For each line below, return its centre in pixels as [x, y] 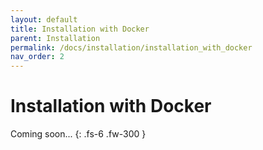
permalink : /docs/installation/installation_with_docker [131, 47]
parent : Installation [55, 38]
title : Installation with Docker [80, 29]
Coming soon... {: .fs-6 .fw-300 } [78, 134]
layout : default [44, 19]
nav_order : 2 [37, 57]
